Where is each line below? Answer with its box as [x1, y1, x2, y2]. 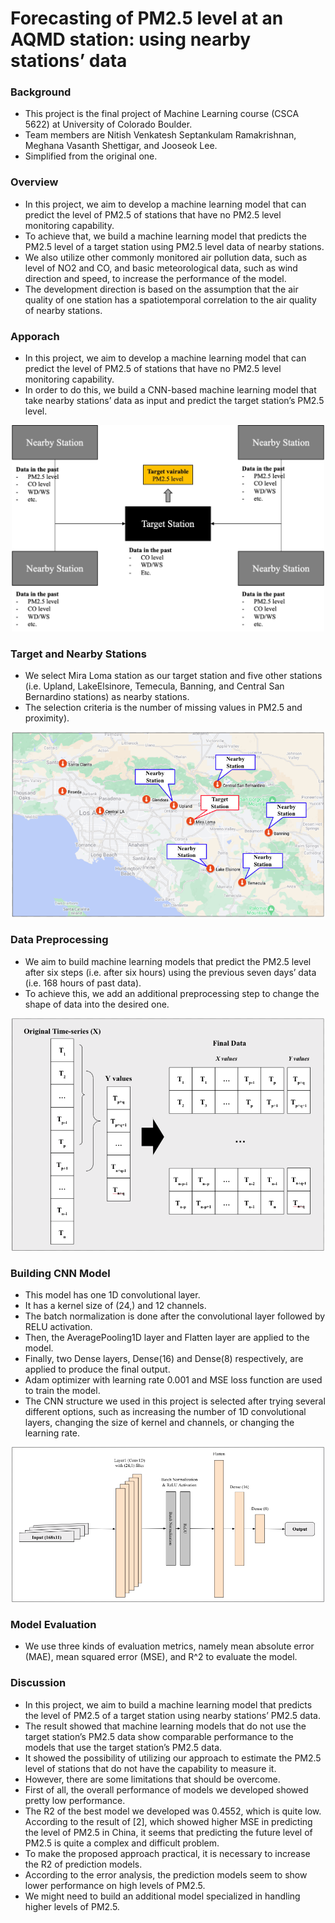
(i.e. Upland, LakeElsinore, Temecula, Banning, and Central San [24, 680, 285, 692]
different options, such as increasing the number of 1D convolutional [24, 1406, 307, 1418]
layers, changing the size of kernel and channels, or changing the [24, 1417, 295, 1429]
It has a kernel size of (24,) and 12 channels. [24, 1300, 207, 1312]
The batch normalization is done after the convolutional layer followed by [24, 1310, 326, 1322]
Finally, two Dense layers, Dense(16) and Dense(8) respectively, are [24, 1353, 304, 1365]
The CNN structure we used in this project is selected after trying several [24, 1395, 326, 1407]
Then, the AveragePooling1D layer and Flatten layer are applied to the [24, 1332, 310, 1344]
